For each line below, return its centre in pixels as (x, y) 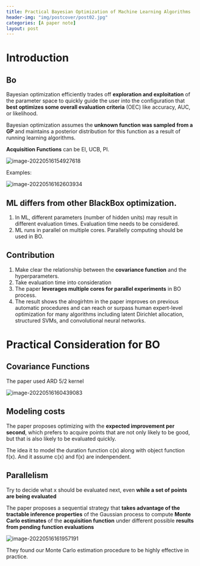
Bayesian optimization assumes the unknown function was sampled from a (99, 125)
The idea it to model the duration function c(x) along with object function (96, 450)
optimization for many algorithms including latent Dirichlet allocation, (99, 314)
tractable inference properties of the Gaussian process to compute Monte (99, 514)
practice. (17, 556)
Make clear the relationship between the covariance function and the (101, 269)
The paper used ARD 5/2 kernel (45, 381)
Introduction (38, 58)
